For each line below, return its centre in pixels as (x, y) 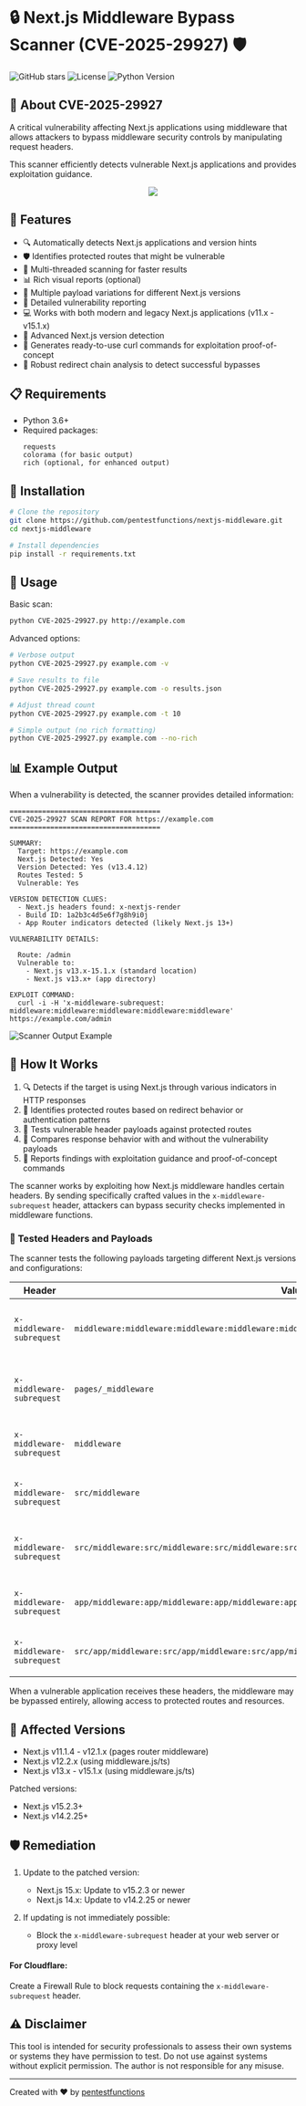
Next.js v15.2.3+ (53, 1806)
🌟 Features (41, 220)
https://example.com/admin (61, 1019)
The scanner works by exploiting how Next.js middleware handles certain (147, 1185)
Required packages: (60, 431)
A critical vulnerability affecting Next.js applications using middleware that (148, 127)
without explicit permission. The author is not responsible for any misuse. (147, 2065)
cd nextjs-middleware (51, 529)
